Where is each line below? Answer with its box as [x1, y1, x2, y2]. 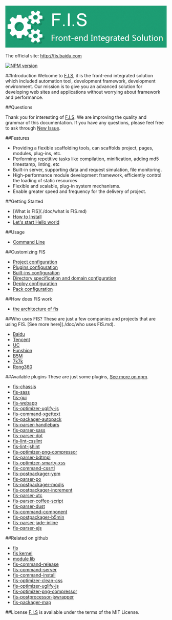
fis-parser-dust [12, 503, 45, 509]
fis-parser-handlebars [12, 421, 60, 427]
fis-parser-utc [12, 492, 42, 498]
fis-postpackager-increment [12, 487, 73, 493]
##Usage [5, 229, 25, 235]
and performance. [5, 94, 44, 100]
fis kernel [12, 550, 33, 556]
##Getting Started [5, 198, 44, 204]
